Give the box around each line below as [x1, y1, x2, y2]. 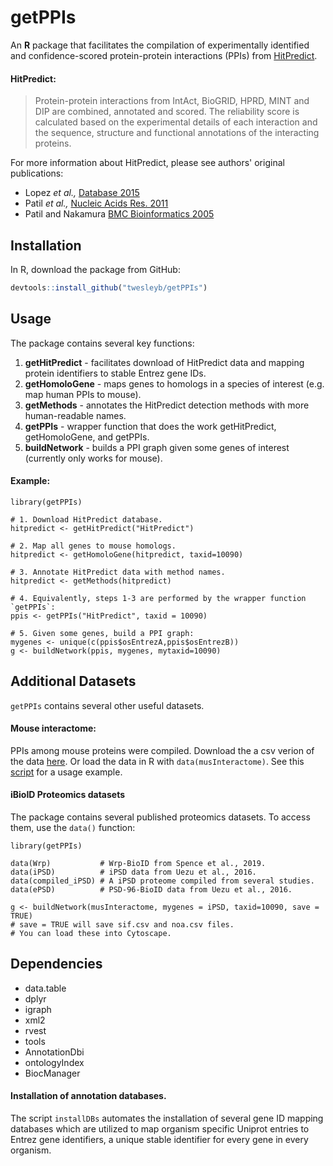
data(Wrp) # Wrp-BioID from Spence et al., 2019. [10, 859, 267, 869]
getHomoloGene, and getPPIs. [24, 431, 150, 443]
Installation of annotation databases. [10, 1090, 167, 1102]
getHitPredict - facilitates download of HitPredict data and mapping [24, 356, 305, 368]
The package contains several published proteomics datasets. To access [10, 811, 311, 823]
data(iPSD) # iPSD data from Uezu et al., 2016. [10, 867, 257, 878]
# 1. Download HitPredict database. [10, 514, 163, 525]
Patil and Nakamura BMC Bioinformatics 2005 [24, 208, 215, 220]
